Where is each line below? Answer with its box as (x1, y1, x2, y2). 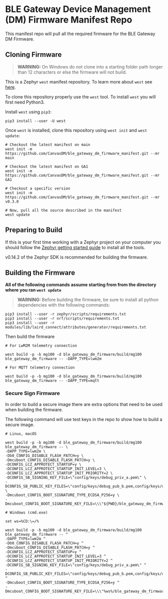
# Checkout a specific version (5, 186, 70, 191)
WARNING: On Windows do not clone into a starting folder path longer (17, 63, 163, 69)
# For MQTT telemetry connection (5, 365, 75, 370)
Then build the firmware (5, 333, 55, 339)
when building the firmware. (5, 406, 63, 412)
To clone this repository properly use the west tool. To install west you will (5, 93, 156, 99)
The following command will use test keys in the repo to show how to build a (5, 416, 162, 422)
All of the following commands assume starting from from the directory (5, 281, 156, 288)
